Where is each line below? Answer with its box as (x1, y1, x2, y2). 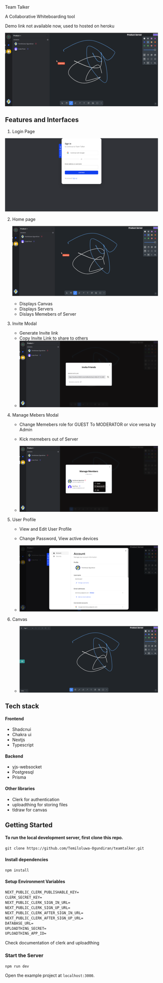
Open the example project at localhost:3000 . (5, 973, 95, 979)
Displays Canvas (19, 301, 53, 306)
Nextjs (12, 737, 25, 743)
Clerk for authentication (12, 796, 60, 802)
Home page (12, 216, 36, 222)
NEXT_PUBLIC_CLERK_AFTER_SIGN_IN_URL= (5, 910, 83, 915)
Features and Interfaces (5, 116, 79, 124)
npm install (5, 868, 29, 873)
